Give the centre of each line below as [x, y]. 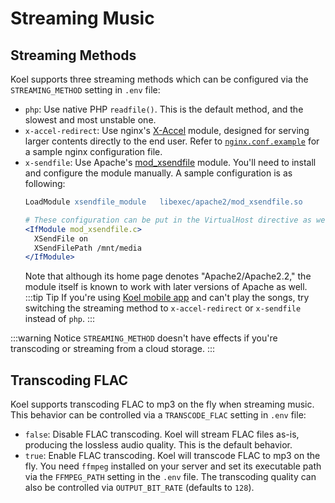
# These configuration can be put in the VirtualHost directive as [168, 220]
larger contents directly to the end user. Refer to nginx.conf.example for [172, 141]
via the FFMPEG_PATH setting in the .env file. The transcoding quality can [170, 477]
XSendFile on [61, 238]
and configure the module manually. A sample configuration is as [158, 173]
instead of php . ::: [60, 319]
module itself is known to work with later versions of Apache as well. [166, 287]
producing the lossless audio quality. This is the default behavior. [158, 445]
